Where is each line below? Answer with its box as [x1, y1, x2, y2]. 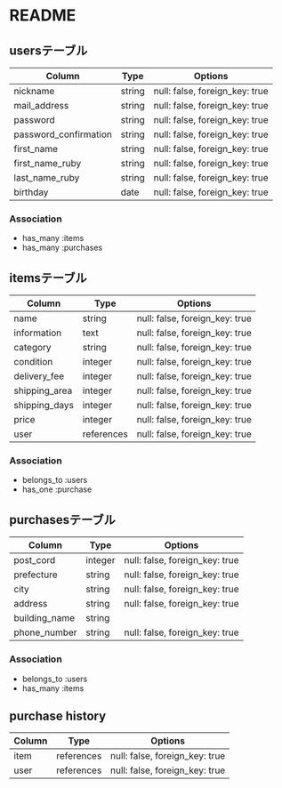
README [9, 5, 77, 26]
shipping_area [13, 384, 73, 397]
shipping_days [13, 399, 74, 412]
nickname [13, 85, 55, 97]
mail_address [13, 100, 69, 111]
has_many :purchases [21, 242, 103, 253]
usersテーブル [9, 43, 88, 58]
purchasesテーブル [9, 512, 116, 527]
